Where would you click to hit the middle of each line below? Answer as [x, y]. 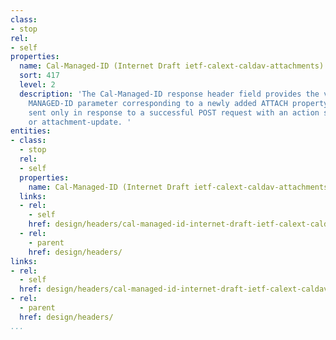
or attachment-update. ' [80, 122]
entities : [31, 131]
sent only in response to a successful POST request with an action [174, 112]
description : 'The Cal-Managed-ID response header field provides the [169, 94]
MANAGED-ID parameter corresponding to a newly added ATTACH [158, 103]
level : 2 [37, 85]
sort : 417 [39, 76]
